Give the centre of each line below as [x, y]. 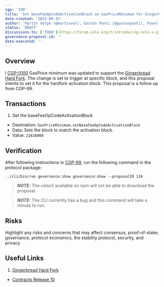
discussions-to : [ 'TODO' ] [31, 32]
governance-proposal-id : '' [34, 37]
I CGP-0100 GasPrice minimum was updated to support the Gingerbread [78, 73]
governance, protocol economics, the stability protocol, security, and [74, 238]
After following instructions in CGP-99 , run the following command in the [78, 163]
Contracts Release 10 [33, 279]
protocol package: [23, 168]
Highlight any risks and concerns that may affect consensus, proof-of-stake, [82, 233]
